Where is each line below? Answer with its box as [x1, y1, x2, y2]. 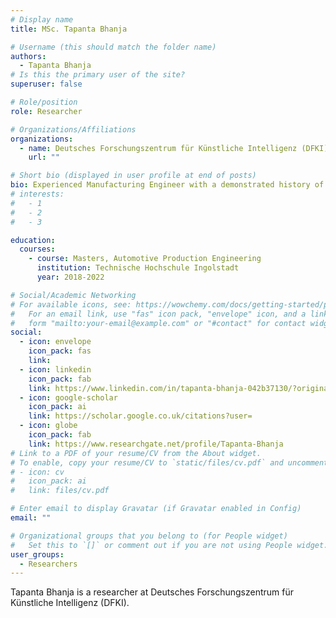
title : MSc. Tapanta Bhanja [10, 24, 128, 34]
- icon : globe [19, 421, 78, 431]
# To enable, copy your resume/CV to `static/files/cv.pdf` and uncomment [10, 457, 329, 468]
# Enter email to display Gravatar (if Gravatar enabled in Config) [10, 504, 302, 514]
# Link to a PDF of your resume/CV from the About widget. [10, 448, 262, 458]
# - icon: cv [10, 467, 65, 477]
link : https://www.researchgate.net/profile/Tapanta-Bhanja [28, 439, 284, 449]
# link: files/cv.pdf [10, 486, 110, 496]
